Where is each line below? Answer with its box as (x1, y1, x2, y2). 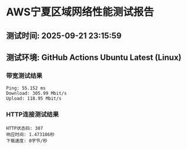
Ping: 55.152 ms (6, 85, 46, 91)
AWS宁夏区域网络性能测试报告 (6, 5, 155, 19)
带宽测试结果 (6, 71, 43, 80)
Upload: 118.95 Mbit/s (6, 95, 62, 102)
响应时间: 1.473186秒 (6, 131, 55, 137)
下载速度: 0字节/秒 (6, 138, 48, 144)
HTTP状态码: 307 (6, 125, 44, 131)
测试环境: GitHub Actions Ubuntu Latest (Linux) (6, 52, 182, 62)
